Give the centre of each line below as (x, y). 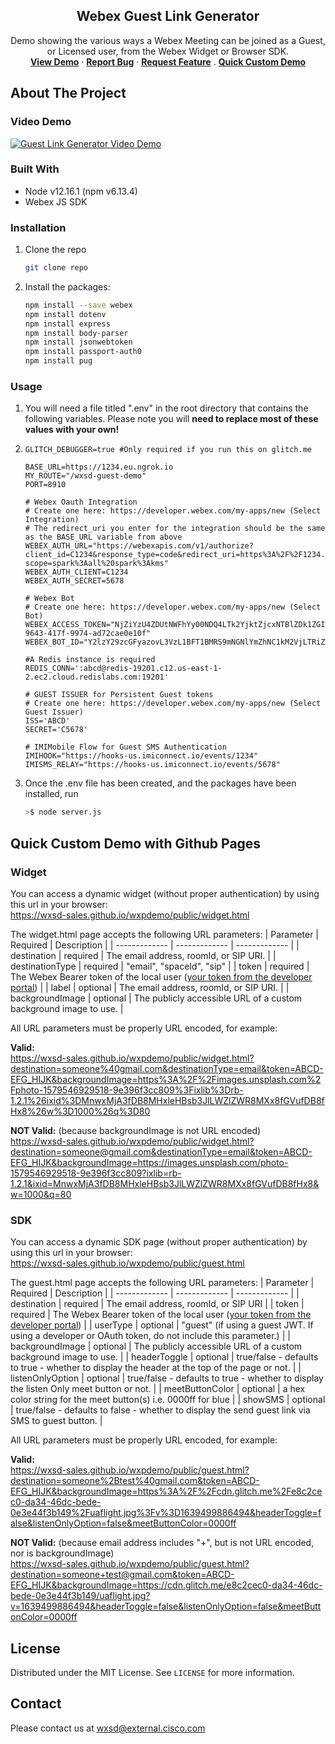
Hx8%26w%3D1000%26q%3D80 (80, 1111)
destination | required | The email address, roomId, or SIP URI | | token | (157, 1304)
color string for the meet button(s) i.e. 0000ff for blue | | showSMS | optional (168, 1400)
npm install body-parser (76, 333)
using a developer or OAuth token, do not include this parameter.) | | (150, 1336)
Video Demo (41, 122)
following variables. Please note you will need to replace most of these (171, 419)
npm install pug (58, 361)
